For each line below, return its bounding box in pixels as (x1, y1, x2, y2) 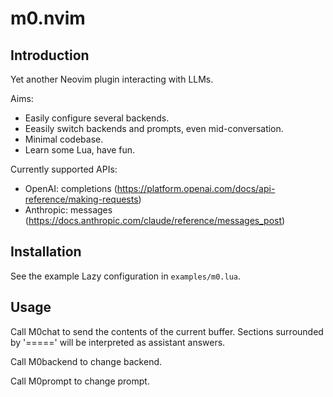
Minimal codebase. (24, 133, 104, 145)
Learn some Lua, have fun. (24, 144, 136, 156)
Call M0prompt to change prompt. (10, 375, 150, 387)
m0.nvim (10, 7, 86, 30)
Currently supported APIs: (10, 163, 118, 175)
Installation (10, 243, 82, 261)
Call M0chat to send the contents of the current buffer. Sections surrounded (10, 325, 324, 337)
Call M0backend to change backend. (10, 355, 163, 367)
